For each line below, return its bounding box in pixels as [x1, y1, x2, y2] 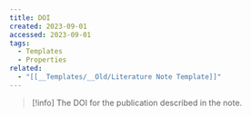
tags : [9, 38, 30, 48]
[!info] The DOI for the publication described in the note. [31, 97, 243, 108]
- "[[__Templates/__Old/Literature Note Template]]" [17, 73, 222, 82]
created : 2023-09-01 [9, 22, 88, 31]
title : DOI [9, 13, 51, 23]
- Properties [17, 55, 67, 64]
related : [9, 64, 43, 73]
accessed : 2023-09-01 [9, 30, 92, 39]
